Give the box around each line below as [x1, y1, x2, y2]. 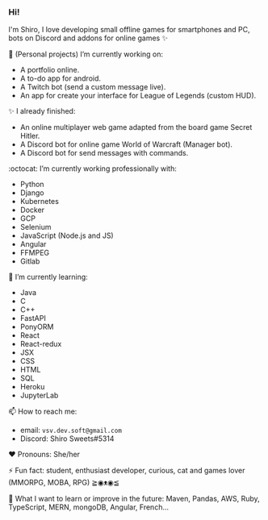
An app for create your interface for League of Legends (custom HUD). [19, 91, 257, 101]
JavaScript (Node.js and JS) [19, 231, 115, 240]
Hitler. [19, 131, 40, 141]
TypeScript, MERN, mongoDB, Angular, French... [8, 502, 170, 512]
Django [19, 188, 44, 198]
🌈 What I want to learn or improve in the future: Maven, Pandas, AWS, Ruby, [8, 494, 260, 504]
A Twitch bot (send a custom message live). [19, 82, 166, 92]
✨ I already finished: [8, 106, 76, 116]
